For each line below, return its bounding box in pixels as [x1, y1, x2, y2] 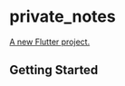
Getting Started [9, 62, 99, 78]
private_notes [9, 6, 116, 27]
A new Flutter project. [9, 36, 91, 47]
